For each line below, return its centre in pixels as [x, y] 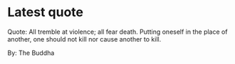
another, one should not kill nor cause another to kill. [84, 39]
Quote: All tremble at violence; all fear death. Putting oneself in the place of [117, 32]
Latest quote [46, 12]
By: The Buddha [31, 53]
